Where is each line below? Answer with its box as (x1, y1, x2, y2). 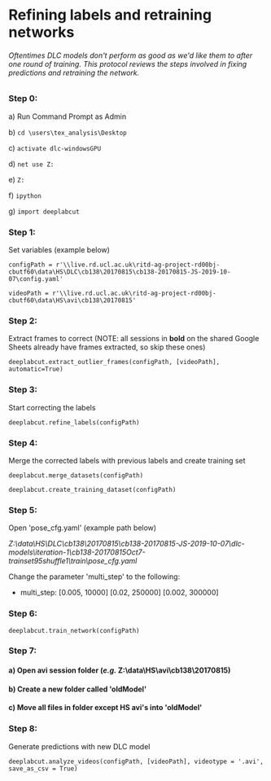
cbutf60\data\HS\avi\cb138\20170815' (8, 296, 137, 305)
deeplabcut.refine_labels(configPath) (8, 418, 140, 427)
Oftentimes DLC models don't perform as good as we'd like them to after (8, 50, 253, 60)
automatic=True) (8, 365, 63, 374)
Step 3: (8, 384, 38, 396)
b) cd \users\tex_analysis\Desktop (8, 127, 128, 137)
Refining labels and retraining (8, 6, 212, 24)
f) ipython (8, 190, 42, 200)
